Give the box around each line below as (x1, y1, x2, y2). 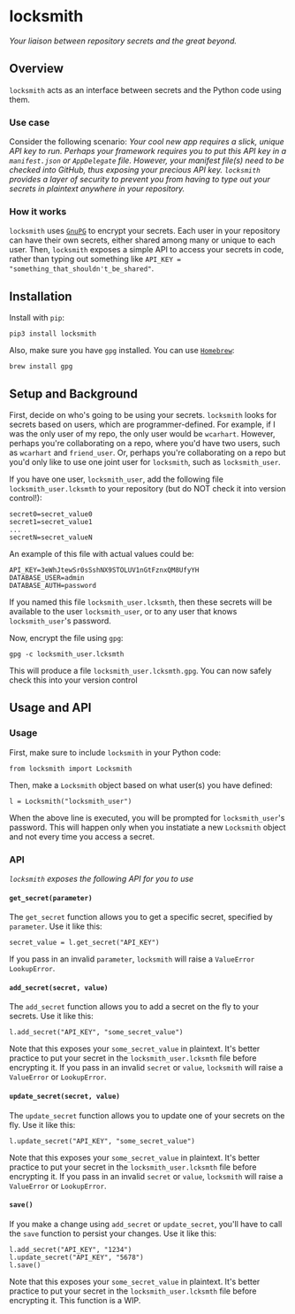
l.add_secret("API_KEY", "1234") (9, 1245, 132, 1254)
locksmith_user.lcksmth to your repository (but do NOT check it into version (9, 483, 286, 493)
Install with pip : (9, 313, 64, 323)
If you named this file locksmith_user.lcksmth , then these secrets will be (9, 596, 272, 607)
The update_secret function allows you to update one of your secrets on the (9, 1109, 285, 1121)
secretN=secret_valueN (9, 533, 93, 542)
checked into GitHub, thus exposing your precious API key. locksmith (9, 165, 261, 175)
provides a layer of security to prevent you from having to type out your (9, 174, 271, 185)
